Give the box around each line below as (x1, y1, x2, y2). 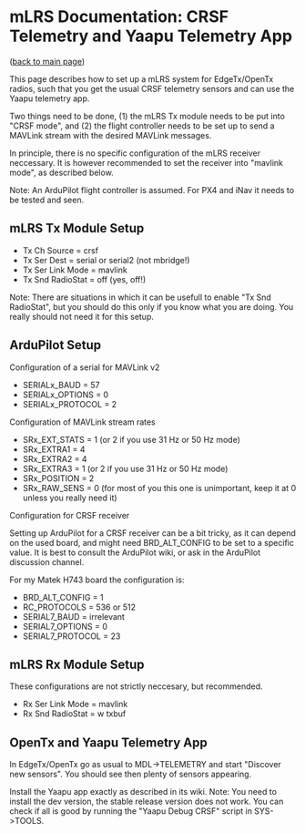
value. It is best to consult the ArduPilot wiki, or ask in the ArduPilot (9, 547, 261, 558)
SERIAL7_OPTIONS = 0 (22, 621, 107, 632)
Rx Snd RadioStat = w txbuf (22, 708, 127, 719)
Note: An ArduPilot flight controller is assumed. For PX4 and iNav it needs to (9, 184, 294, 195)
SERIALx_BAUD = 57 (22, 379, 100, 390)
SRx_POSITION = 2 (22, 472, 95, 484)
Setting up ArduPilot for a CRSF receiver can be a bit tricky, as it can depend (9, 527, 296, 539)
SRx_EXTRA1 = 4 (22, 444, 86, 455)
